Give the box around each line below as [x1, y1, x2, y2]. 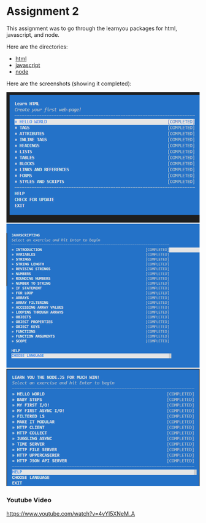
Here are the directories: [6, 43, 69, 50]
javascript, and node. [6, 31, 60, 38]
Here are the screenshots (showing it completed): [6, 80, 132, 87]
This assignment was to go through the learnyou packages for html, [6, 25, 178, 32]
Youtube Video [6, 496, 52, 505]
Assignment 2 [6, 4, 79, 18]
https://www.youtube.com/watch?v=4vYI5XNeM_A [6, 509, 135, 517]
